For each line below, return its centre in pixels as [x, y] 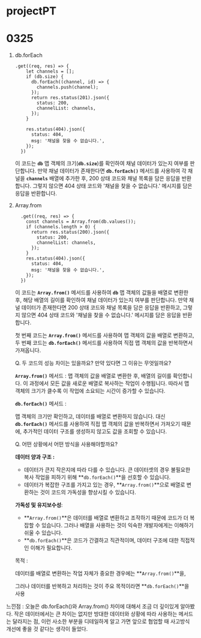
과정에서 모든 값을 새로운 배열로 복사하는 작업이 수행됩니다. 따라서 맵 [109, 383]
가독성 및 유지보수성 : [39, 505]
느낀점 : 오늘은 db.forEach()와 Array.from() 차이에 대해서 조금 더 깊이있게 [93, 606]
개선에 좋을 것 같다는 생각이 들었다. [47, 629]
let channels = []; [50, 71]
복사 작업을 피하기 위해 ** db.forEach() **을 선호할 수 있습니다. [97, 477]
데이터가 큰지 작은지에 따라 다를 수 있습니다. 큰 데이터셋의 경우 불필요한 [107, 470]
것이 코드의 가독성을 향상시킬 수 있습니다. [88, 492]
